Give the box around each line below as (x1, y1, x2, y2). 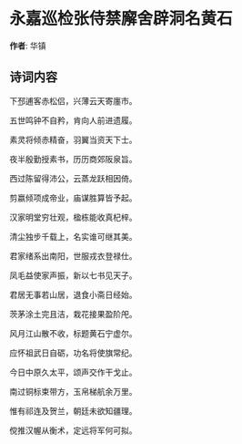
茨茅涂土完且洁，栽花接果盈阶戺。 (9, 308, 137, 319)
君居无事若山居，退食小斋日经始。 (9, 289, 137, 300)
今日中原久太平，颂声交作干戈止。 (9, 367, 137, 377)
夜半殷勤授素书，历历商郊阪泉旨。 (9, 153, 137, 164)
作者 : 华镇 (9, 40, 46, 51)
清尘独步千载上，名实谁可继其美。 (9, 231, 137, 242)
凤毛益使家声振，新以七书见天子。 (9, 270, 137, 281)
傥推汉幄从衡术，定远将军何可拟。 (9, 425, 137, 436)
